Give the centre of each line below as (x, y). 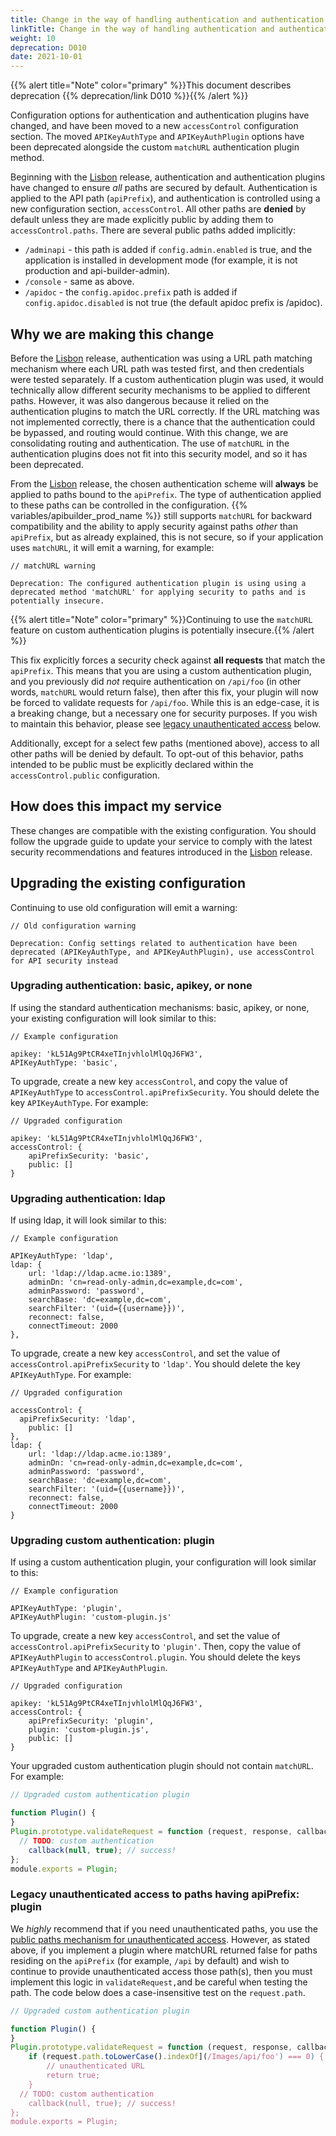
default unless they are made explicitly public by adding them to (142, 220)
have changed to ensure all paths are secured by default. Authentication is (164, 188)
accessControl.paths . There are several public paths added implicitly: (153, 230)
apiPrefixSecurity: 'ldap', (78, 1419)
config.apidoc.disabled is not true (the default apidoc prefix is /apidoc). (173, 303)
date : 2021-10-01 (46, 57)
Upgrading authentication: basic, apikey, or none (131, 986)
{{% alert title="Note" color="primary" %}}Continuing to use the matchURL (161, 619)
